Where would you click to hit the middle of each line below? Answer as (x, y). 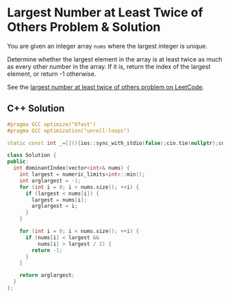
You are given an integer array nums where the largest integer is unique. (107, 46)
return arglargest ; (47, 275)
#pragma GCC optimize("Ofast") (52, 124)
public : (18, 162)
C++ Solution (36, 108)
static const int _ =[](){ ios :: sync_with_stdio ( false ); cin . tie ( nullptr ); (113, 143)
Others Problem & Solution (84, 27)
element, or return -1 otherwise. (52, 74)
